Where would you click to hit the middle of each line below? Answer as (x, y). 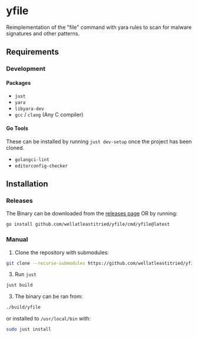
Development (26, 69)
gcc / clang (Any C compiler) (49, 115)
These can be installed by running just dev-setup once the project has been (99, 141)
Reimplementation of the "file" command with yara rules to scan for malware (99, 27)
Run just (25, 274)
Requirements (32, 52)
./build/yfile (24, 307)
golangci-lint (32, 160)
